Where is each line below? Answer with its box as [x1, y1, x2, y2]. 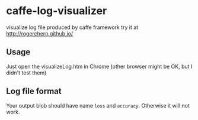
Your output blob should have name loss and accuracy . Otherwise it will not [6, 102, 190, 109]
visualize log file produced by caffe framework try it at [6, 24, 139, 31]
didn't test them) [6, 69, 47, 76]
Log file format [6, 86, 62, 96]
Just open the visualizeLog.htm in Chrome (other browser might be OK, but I [6, 63, 193, 70]
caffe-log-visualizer [6, 4, 107, 18]
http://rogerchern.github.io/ [6, 30, 74, 37]
